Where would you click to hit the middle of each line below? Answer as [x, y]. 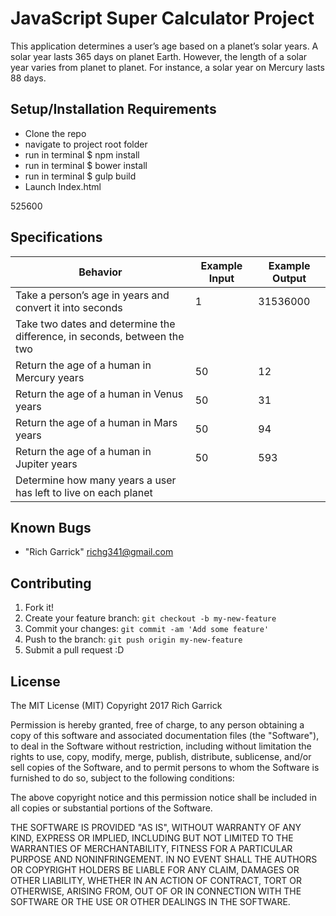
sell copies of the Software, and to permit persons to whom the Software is [165, 767]
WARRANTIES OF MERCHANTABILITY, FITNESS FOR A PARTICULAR [151, 848]
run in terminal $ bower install [86, 165]
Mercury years [50, 377]
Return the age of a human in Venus [99, 394]
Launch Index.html [63, 186]
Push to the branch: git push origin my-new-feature [133, 639]
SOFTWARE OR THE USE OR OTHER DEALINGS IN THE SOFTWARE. [150, 901]
